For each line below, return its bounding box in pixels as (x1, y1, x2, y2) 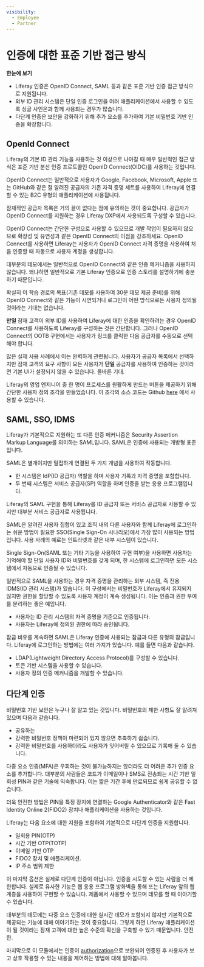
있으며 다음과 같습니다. (6, 714, 60, 721)
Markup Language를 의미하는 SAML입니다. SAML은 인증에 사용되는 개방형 (6, 438, 185, 446)
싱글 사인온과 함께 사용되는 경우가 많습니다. (21, 105, 124, 113)
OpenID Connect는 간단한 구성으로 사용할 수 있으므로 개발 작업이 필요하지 (6, 225, 182, 232)
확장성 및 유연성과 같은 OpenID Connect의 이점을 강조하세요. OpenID (17, 233, 183, 240)
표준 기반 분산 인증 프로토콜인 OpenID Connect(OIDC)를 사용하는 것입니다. (17, 163, 196, 171)
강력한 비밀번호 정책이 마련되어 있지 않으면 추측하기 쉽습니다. (15, 734, 160, 742)
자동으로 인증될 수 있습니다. (22, 564, 87, 571)
